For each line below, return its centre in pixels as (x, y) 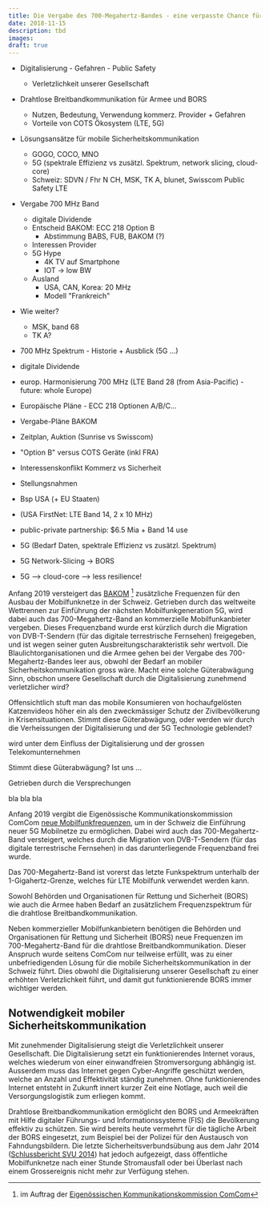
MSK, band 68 (56, 327)
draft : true (28, 46)
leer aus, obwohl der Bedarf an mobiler (138, 661)
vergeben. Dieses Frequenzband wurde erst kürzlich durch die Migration (128, 627)
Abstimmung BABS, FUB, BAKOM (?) (104, 236)
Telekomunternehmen (44, 752)
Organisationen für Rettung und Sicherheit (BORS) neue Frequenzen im (126, 936)
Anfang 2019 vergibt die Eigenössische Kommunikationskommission (121, 814)
